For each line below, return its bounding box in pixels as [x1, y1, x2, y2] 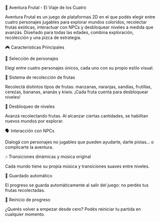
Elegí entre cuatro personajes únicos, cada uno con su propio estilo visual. [5, 65, 154, 70]
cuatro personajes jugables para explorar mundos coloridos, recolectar [5, 19, 147, 25]
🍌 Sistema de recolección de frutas [5, 74, 75, 80]
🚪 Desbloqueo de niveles [5, 103, 55, 109]
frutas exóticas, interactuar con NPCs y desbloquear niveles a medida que [5, 24, 154, 30]
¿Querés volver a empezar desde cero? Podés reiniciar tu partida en [5, 206, 141, 212]
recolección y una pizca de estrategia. [5, 34, 81, 40]
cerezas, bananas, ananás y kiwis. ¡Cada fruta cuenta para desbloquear [5, 89, 149, 95]
